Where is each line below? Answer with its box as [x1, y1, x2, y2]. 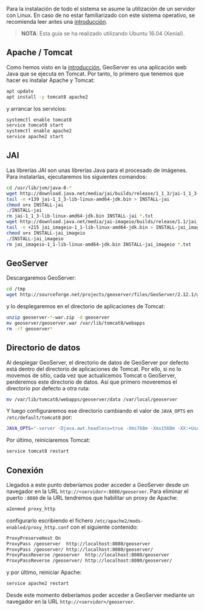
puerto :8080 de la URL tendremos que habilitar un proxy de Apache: [6, 494, 178, 501]
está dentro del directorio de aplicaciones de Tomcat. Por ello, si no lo [6, 365, 182, 373]
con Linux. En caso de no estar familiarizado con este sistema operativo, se [6, 12, 195, 19]
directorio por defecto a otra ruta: [6, 384, 90, 392]
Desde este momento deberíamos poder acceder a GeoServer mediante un [6, 592, 195, 599]
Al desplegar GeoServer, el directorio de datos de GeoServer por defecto [6, 359, 189, 366]
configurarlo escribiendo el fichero [6, 517, 93, 524]
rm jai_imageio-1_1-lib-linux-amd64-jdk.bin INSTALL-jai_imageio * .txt [6, 241, 191, 247]
